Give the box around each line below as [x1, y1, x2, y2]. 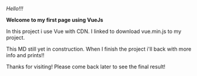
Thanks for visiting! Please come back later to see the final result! [6, 63, 166, 70]
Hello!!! [6, 5, 24, 12]
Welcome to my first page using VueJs [6, 16, 104, 23]
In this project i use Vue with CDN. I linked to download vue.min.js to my [6, 28, 182, 35]
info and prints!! [6, 52, 44, 58]
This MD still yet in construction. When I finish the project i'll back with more [6, 45, 192, 52]
